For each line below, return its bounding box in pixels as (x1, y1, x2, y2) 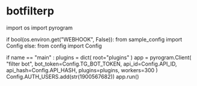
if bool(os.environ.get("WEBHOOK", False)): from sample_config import (6, 35, 183, 43)
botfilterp (6, 4, 55, 18)
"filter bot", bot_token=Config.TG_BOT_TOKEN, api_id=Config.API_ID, (6, 60, 177, 67)
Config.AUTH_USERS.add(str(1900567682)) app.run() (6, 73, 139, 80)
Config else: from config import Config (6, 42, 102, 49)
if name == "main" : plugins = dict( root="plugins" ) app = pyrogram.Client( (6, 54, 192, 61)
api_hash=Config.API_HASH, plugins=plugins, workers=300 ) (6, 66, 158, 73)
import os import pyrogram (6, 24, 73, 31)
